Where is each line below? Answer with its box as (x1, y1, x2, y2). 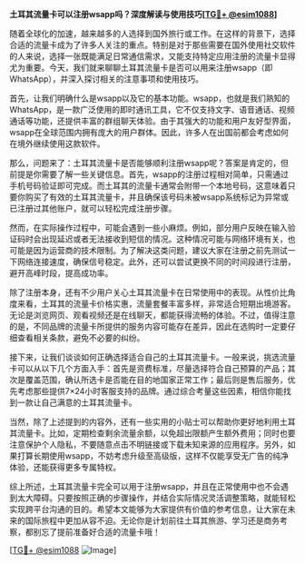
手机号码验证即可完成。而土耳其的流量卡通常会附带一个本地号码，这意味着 (9, 181, 288, 191)
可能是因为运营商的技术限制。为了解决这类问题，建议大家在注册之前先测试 (9, 245, 288, 255)
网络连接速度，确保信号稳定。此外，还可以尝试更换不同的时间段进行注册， (16, 256, 296, 267)
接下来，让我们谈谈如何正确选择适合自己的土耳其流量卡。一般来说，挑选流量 (9, 351, 296, 362)
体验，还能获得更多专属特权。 (9, 462, 121, 472)
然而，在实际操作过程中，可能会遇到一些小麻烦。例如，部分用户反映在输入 (9, 223, 288, 233)
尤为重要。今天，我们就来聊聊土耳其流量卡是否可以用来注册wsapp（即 (9, 63, 273, 73)
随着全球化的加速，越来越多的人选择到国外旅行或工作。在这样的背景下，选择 (9, 28, 296, 39)
